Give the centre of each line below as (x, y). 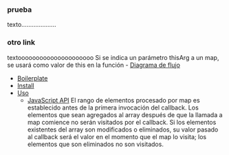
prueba (20, 10)
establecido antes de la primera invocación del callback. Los (113, 107)
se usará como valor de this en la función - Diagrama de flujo (94, 65)
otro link (21, 43)
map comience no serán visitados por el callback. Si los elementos (122, 122)
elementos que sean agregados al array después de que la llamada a (125, 114)
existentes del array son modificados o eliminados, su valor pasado (123, 130)
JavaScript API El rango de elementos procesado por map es (114, 100)
